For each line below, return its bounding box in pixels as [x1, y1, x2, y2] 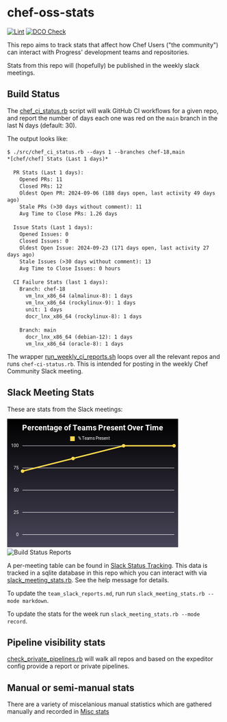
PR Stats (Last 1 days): [13, 169, 84, 176]
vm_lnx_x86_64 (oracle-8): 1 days [25, 340, 124, 347]
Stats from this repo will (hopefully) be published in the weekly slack [7, 61, 200, 69]
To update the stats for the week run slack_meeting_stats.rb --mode [7, 610, 200, 618]
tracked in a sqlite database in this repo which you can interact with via [7, 569, 207, 577]
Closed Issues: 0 [19, 238, 69, 245]
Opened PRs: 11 [19, 176, 63, 183]
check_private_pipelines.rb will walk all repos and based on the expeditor [7, 655, 213, 663]
